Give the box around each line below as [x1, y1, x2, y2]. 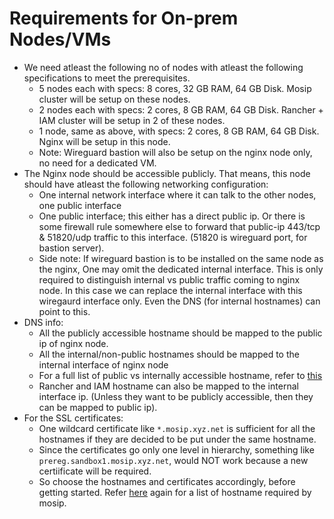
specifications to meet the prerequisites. [23, 72, 191, 84]
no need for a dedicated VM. [38, 157, 157, 169]
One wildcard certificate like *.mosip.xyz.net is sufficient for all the [38, 422, 316, 434]
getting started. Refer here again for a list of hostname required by [38, 486, 312, 498]
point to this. [38, 305, 91, 317]
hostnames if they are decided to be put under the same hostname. [38, 433, 317, 445]
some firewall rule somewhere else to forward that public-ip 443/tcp [38, 220, 321, 232]
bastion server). [38, 242, 105, 254]
